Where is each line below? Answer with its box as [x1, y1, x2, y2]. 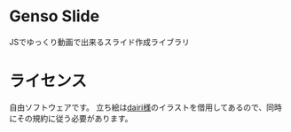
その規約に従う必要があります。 [16, 113, 133, 123]
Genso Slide [9, 6, 100, 27]
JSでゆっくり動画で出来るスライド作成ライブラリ [9, 36, 190, 47]
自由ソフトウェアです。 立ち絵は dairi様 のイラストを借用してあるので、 [9, 102, 267, 113]
